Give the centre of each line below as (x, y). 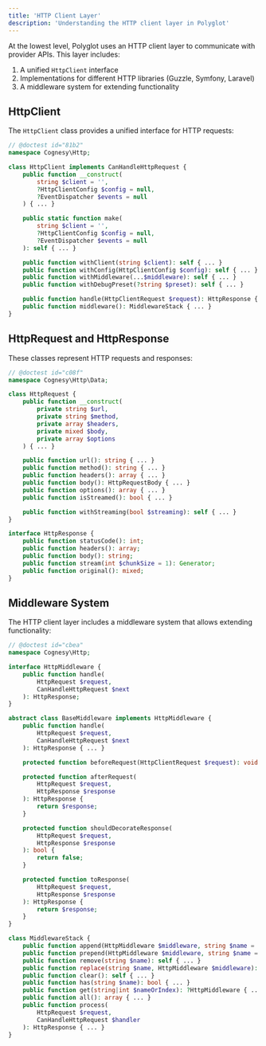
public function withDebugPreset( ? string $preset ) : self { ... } (133, 285)
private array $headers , (78, 424)
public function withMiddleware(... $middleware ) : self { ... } (130, 277)
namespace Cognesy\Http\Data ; (59, 380)
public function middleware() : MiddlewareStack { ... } (117, 307)
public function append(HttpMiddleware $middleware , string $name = (139, 946)
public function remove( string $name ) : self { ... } (112, 961)
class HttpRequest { (43, 394)
